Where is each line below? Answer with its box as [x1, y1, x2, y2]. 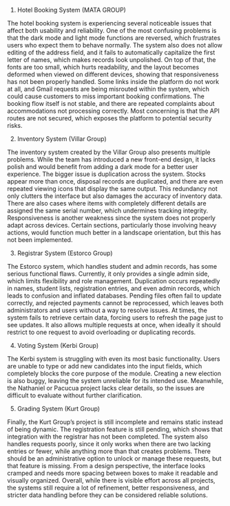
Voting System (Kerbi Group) [17, 342, 99, 349]
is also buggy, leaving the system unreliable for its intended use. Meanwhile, [7, 377, 224, 384]
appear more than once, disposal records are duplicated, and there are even [7, 177, 224, 185]
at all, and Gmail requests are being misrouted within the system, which [7, 85, 210, 93]
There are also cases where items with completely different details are [7, 199, 207, 207]
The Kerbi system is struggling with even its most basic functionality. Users [7, 355, 220, 363]
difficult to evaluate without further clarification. [7, 391, 143, 399]
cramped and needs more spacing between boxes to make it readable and [7, 469, 218, 477]
